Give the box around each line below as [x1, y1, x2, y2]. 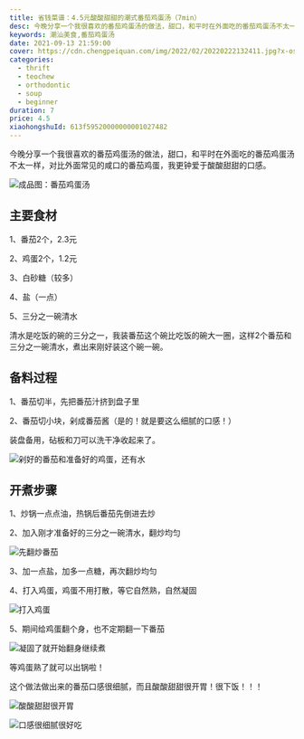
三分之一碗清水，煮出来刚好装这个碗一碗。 [9, 341, 168, 352]
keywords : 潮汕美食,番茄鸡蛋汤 [9, 30, 115, 39]
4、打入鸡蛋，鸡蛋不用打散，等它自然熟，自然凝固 [9, 585, 197, 596]
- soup [17, 89, 43, 98]
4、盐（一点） [9, 291, 63, 302]
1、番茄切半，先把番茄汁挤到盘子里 [9, 395, 140, 407]
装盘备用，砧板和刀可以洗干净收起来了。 [9, 434, 160, 445]
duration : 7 [9, 106, 54, 115]
